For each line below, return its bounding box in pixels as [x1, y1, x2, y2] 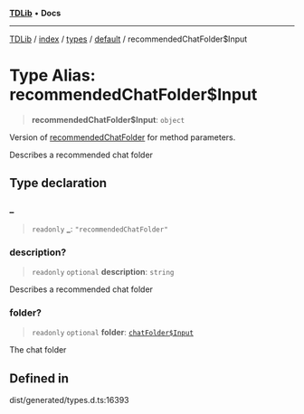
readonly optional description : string [31, 266, 175, 277]
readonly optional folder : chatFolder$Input [31, 327, 195, 338]
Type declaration [9, 175, 107, 191]
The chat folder [9, 344, 67, 355]
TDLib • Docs [9, 8, 62, 18]
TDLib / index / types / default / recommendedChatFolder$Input [9, 33, 248, 44]
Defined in [9, 371, 70, 386]
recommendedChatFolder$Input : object [31, 114, 185, 125]
